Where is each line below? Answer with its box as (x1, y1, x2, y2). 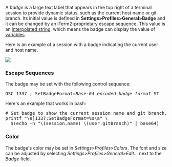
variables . (5, 32, 26, 37)
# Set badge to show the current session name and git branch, (5, 110, 167, 116)
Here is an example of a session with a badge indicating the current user (5, 41, 159, 48)
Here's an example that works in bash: (5, 100, 87, 107)
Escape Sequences (5, 69, 54, 76)
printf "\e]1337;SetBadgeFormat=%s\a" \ (5, 115, 109, 121)
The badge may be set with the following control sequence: (5, 81, 131, 87)
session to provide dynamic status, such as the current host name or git (5, 10, 157, 16)
